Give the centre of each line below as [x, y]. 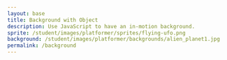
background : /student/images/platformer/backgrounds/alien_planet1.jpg [113, 39]
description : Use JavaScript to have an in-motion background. [101, 26]
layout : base [26, 13]
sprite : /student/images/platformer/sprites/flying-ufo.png [97, 33]
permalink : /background [42, 46]
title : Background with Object [53, 20]
